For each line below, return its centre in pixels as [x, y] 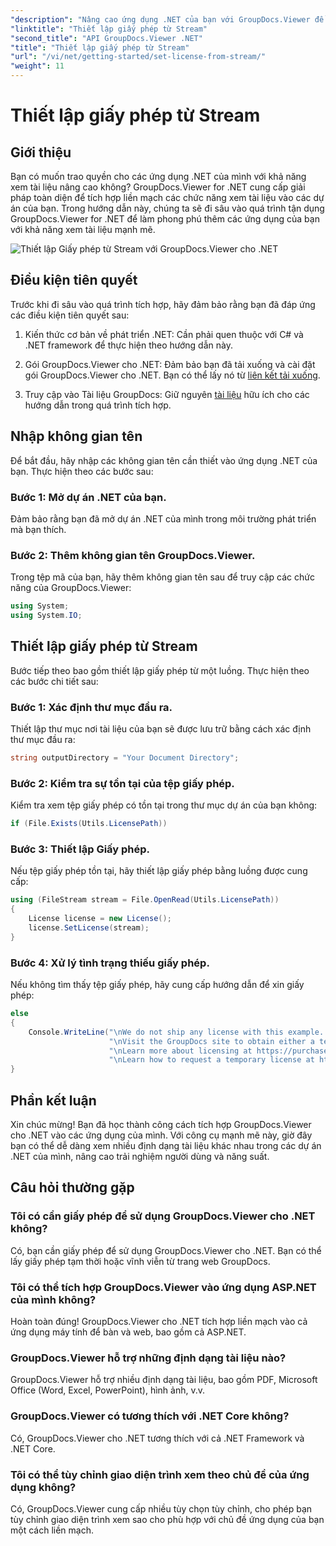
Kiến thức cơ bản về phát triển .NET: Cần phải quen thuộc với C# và [164, 334]
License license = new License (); [100, 919]
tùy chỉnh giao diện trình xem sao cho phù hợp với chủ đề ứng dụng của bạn [167, 1519]
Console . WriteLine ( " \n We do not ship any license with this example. [176, 1032]
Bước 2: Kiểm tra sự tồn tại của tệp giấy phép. [122, 783]
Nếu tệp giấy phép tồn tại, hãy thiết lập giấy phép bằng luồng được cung [159, 871]
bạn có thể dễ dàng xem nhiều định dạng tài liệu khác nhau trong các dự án [166, 1146]
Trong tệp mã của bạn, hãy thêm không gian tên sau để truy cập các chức [162, 577]
